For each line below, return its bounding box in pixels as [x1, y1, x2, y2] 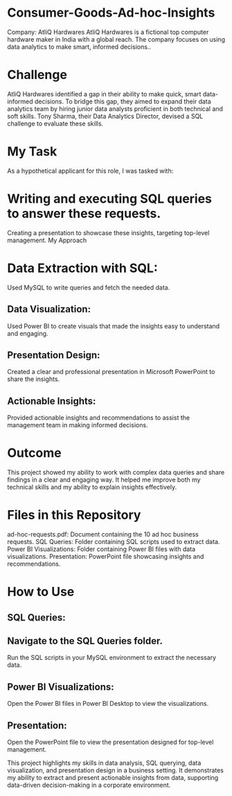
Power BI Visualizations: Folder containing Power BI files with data [7, 545, 196, 553]
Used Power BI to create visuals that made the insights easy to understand [7, 321, 220, 330]
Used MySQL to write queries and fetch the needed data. [7, 283, 170, 291]
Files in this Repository [7, 507, 141, 523]
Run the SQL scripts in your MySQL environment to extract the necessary [7, 654, 217, 662]
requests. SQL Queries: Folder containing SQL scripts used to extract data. [7, 538, 220, 545]
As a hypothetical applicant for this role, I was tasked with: [7, 167, 174, 175]
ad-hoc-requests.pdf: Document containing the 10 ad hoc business [7, 530, 199, 539]
